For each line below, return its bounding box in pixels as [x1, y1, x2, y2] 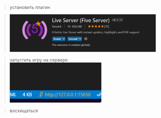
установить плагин [9, 5, 51, 10]
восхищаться [9, 108, 38, 114]
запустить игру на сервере [9, 57, 68, 63]
